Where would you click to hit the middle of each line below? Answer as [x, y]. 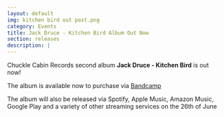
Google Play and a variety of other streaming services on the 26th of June [112, 106]
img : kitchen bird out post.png [53, 20]
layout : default [30, 13]
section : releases [33, 39]
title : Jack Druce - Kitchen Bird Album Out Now [78, 33]
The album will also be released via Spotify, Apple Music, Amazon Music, [111, 99]
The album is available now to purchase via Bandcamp [84, 86]
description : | [29, 45]
